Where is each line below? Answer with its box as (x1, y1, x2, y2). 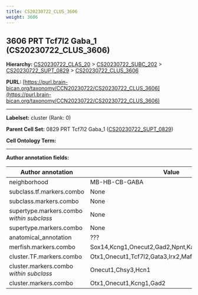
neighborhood (9, 178, 49, 186)
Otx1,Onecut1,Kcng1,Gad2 (90, 279, 166, 287)
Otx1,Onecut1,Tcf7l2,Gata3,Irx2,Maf (90, 253, 193, 261)
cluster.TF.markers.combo (9, 253, 82, 261)
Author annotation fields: (6, 154, 70, 161)
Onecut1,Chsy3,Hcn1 (90, 266, 151, 274)
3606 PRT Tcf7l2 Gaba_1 (6, 36, 97, 46)
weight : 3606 (6, 14, 38, 20)
